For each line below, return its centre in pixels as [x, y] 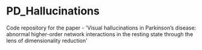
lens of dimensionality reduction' [47, 40]
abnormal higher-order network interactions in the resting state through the [100, 34]
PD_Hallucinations [53, 11]
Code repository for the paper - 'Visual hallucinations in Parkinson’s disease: [101, 28]
